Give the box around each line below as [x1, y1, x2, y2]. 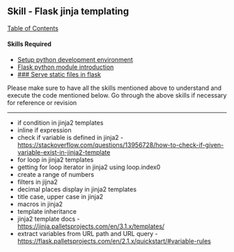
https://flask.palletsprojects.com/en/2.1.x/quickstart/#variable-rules [17, 237, 211, 246]
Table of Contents [7, 24, 59, 32]
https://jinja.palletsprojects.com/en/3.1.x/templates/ [17, 222, 165, 230]
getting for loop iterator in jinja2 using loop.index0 [17, 163, 161, 171]
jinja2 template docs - [17, 215, 80, 223]
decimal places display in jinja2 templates [17, 185, 137, 194]
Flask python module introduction [17, 63, 114, 72]
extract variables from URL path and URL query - [17, 230, 158, 238]
